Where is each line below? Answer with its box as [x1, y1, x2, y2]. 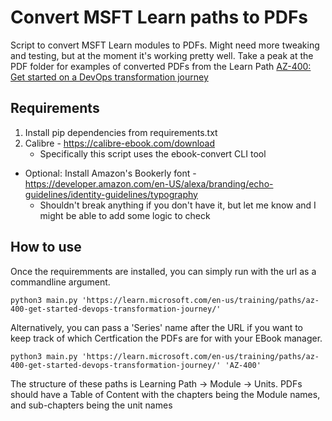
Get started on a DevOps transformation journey [10, 71, 209, 83]
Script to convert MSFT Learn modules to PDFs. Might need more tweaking [10, 39, 320, 51]
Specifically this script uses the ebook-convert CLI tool [39, 147, 267, 160]
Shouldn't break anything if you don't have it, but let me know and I [39, 199, 317, 211]
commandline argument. [10, 276, 111, 288]
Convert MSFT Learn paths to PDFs [10, 6, 309, 29]
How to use [10, 239, 82, 256]
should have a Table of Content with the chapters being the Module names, [10, 388, 321, 400]
